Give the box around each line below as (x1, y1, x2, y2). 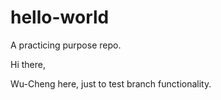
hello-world (10, 6, 110, 29)
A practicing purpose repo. (10, 39, 122, 51)
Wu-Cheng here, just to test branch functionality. (10, 77, 212, 90)
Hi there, (10, 58, 46, 70)
